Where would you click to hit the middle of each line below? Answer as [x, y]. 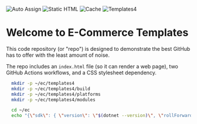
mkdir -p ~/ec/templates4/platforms [56, 94]
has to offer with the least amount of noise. [58, 55]
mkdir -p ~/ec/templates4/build [51, 89]
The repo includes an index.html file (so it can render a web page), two [92, 66]
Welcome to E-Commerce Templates [97, 33]
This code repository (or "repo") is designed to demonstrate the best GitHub [98, 49]
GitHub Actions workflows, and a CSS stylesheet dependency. [81, 73]
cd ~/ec [21, 110]
